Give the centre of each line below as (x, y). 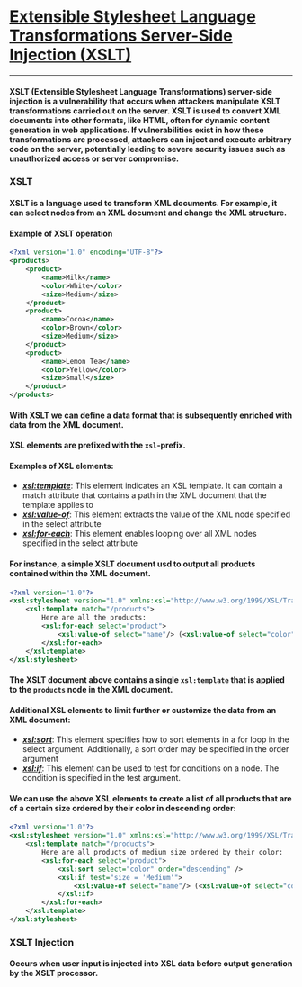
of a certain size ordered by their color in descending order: (123, 808)
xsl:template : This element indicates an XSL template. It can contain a (152, 486)
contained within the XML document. (80, 573)
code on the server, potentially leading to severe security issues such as (147, 149)
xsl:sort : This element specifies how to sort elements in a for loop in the (155, 739)
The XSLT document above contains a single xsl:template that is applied (147, 680)
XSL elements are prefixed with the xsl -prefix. (98, 445)
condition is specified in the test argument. (102, 778)
